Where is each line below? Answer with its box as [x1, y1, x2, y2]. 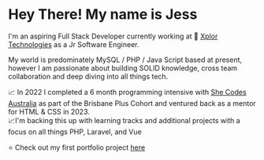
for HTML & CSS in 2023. [8, 107, 91, 116]
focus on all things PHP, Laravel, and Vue [8, 127, 142, 136]
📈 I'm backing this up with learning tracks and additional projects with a [8, 115, 240, 125]
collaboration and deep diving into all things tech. [8, 71, 169, 81]
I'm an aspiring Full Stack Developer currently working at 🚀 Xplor [8, 31, 218, 41]
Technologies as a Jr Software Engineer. [8, 39, 139, 49]
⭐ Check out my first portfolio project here [8, 143, 146, 152]
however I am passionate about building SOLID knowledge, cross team [8, 63, 238, 72]
